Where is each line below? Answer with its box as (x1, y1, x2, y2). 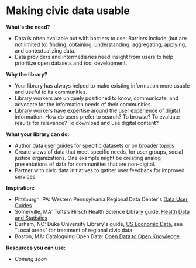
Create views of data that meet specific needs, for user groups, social (14, 148, 183, 155)
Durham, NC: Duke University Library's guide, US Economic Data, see (14, 220, 183, 227)
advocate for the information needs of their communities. (14, 100, 153, 107)
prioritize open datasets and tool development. (14, 60, 128, 67)
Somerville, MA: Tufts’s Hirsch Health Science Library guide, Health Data (14, 208, 190, 215)
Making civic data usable (6, 4, 130, 18)
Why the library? (6, 71, 48, 78)
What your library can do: (6, 130, 70, 138)
